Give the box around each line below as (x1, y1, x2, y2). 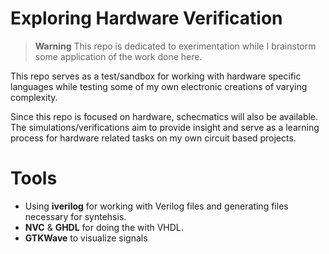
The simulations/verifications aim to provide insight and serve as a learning (10, 121, 320, 133)
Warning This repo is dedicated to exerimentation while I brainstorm (34, 40, 317, 52)
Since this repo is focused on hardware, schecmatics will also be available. (10, 110, 319, 122)
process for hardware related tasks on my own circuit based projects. (10, 132, 297, 144)
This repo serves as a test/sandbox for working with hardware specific (10, 70, 302, 82)
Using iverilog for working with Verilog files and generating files (24, 200, 289, 212)
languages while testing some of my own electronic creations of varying (10, 80, 308, 92)
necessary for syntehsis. (24, 210, 127, 222)
